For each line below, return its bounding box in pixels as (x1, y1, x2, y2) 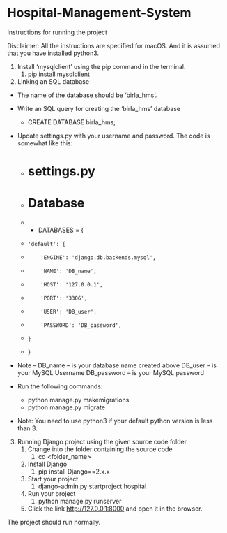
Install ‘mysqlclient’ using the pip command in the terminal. (17, 62, 186, 71)
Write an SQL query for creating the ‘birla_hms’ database (17, 104, 181, 112)
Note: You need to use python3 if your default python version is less (17, 417, 213, 425)
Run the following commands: (17, 382, 103, 390)
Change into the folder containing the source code (27, 445, 173, 453)
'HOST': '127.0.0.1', (40, 282, 103, 289)
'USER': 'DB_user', (40, 309, 97, 316)
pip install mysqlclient (27, 70, 91, 78)
